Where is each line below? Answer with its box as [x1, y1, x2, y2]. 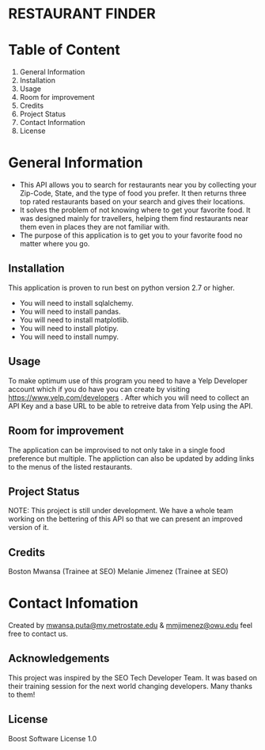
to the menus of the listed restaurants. [8, 462, 133, 471]
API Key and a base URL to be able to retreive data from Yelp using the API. [8, 401, 253, 410]
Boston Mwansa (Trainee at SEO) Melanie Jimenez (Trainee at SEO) [8, 567, 229, 577]
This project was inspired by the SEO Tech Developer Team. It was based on [8, 672, 258, 682]
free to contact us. [8, 629, 69, 638]
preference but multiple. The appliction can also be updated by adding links [8, 453, 255, 463]
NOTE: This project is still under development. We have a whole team [8, 506, 233, 516]
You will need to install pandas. [19, 306, 121, 316]
